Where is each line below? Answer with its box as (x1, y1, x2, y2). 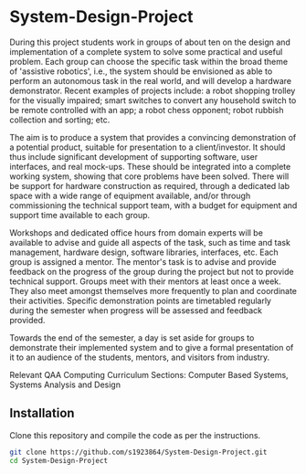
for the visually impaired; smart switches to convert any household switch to (9, 94, 297, 106)
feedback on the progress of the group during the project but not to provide (9, 266, 294, 277)
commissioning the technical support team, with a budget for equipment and (9, 199, 298, 211)
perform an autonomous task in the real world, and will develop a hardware (9, 75, 292, 86)
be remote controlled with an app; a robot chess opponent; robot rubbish (9, 104, 285, 115)
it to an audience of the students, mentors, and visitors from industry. (9, 352, 270, 363)
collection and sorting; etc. (9, 114, 111, 125)
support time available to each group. (9, 209, 151, 220)
